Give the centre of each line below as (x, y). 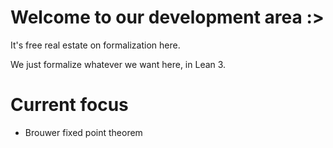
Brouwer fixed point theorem (83, 132)
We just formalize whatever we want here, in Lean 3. (118, 64)
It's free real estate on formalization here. (95, 45)
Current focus (69, 105)
